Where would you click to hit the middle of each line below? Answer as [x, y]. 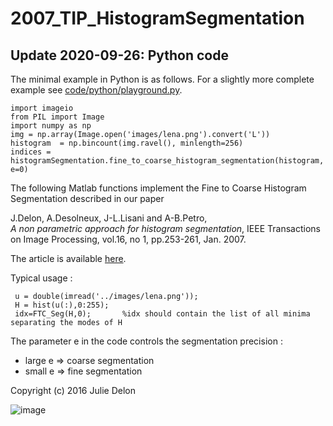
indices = [31, 152]
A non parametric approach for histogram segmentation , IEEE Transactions [165, 228]
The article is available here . [68, 258]
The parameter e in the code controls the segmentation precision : [146, 341]
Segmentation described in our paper [87, 198]
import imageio [42, 108]
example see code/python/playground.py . [96, 90]
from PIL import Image [57, 117]
